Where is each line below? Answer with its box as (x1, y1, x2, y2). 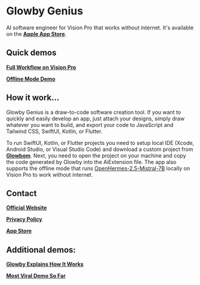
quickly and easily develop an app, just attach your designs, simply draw (6, 115, 185, 122)
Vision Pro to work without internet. (6, 171, 93, 178)
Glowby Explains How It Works (6, 260, 84, 268)
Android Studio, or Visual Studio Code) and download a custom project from (6, 145, 193, 153)
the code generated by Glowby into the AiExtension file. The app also (6, 158, 177, 165)
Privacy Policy (6, 216, 43, 223)
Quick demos (6, 48, 57, 58)
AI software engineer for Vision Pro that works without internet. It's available (6, 24, 194, 31)
